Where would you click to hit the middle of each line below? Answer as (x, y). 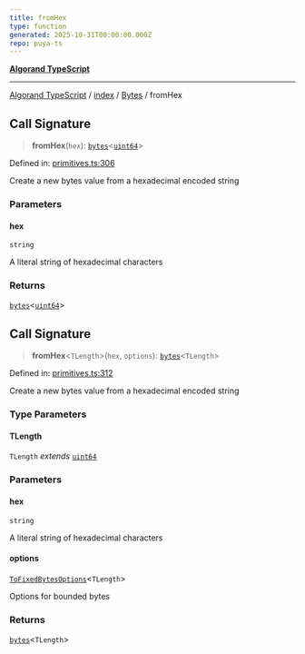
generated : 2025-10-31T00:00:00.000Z (81, 35)
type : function (38, 26)
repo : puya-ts (36, 43)
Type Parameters (48, 414)
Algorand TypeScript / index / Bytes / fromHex (96, 95)
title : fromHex (38, 18)
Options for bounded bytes (60, 596)
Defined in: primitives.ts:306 (62, 163)
